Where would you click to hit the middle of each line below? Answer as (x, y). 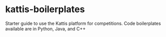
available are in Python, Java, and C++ (46, 28)
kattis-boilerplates (45, 9)
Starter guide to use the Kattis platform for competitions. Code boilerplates (83, 23)
